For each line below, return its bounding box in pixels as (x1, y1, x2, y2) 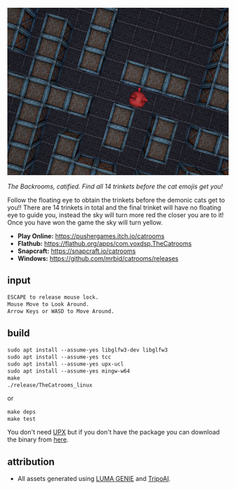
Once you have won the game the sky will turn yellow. (7, 218, 163, 226)
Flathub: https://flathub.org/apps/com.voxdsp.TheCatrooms (17, 239, 192, 247)
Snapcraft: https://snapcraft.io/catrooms (17, 247, 136, 255)
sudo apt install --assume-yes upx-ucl (7, 361, 124, 368)
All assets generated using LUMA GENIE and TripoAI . (17, 474, 171, 482)
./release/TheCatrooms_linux (7, 382, 93, 389)
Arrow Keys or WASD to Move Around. (7, 308, 114, 315)
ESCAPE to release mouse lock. (7, 294, 99, 301)
